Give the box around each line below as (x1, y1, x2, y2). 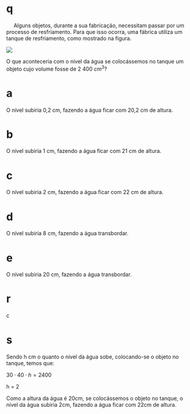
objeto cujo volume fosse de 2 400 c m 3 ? (6, 64, 107, 73)
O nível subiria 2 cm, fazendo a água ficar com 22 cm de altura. (6, 189, 164, 196)
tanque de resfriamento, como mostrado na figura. (6, 34, 132, 42)
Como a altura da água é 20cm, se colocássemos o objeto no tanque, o (6, 395, 183, 402)
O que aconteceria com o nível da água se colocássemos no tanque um (6, 57, 184, 65)
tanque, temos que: (6, 360, 55, 367)
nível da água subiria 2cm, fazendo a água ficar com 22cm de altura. (6, 401, 177, 409)
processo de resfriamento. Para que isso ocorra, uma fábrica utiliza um (6, 28, 183, 35)
